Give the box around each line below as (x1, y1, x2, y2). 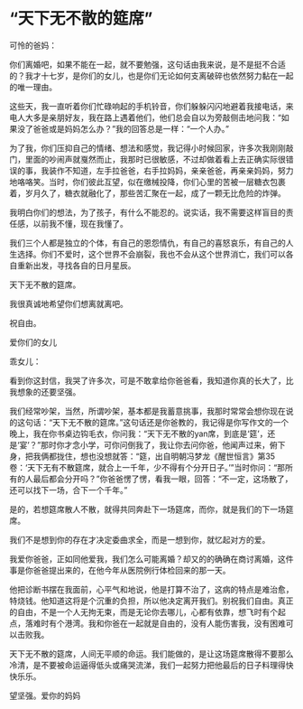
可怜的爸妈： (9, 40, 57, 51)
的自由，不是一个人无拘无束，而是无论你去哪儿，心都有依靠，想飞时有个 (9, 606, 278, 617)
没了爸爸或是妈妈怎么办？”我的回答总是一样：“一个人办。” (16, 123, 230, 134)
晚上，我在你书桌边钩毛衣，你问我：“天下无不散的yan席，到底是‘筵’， (9, 428, 268, 439)
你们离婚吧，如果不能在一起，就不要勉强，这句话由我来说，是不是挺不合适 (9, 59, 286, 70)
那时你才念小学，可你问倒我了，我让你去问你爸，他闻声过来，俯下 (40, 439, 286, 450)
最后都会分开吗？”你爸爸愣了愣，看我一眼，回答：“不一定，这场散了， (32, 473, 293, 484)
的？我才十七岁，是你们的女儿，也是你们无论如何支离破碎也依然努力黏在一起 (9, 70, 294, 81)
